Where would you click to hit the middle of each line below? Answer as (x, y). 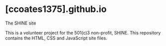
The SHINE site (21, 23)
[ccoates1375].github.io (56, 9)
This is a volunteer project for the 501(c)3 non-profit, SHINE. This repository (83, 32)
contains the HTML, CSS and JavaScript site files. (56, 38)
